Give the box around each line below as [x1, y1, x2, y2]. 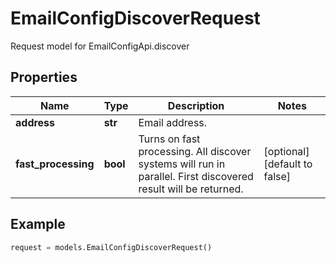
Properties [10, 69, 78, 86]
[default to [263, 157, 313, 171]
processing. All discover [138, 144, 252, 158]
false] [263, 169, 292, 183]
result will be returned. [138, 182, 244, 196]
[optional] [263, 144, 310, 158]
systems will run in [138, 157, 226, 171]
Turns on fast [138, 132, 201, 146]
